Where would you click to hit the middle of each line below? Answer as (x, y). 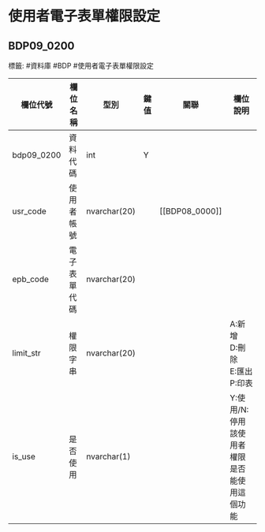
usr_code (30, 211)
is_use (24, 456)
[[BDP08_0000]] (190, 211)
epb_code (31, 279)
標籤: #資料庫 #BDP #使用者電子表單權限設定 (81, 65)
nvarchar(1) (108, 456)
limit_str (26, 353)
